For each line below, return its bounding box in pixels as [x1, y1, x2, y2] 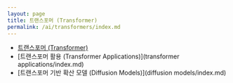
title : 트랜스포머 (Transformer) [7, 17, 98, 24]
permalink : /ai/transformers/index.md [7, 23, 121, 30]
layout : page [7, 10, 46, 18]
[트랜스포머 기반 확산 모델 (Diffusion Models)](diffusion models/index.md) [17, 68, 227, 77]
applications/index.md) [17, 60, 84, 69]
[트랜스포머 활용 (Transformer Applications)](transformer [17, 52, 180, 60]
